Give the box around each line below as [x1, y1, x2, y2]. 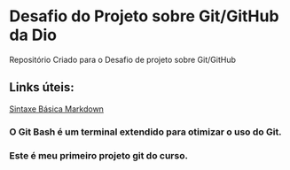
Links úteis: [9, 80, 75, 95]
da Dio [9, 25, 58, 45]
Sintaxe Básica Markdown [9, 104, 105, 114]
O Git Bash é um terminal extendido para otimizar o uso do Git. [9, 126, 282, 138]
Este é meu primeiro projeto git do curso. [9, 149, 189, 161]
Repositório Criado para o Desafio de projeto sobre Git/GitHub [9, 54, 237, 65]
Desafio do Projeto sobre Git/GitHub [9, 6, 279, 27]
